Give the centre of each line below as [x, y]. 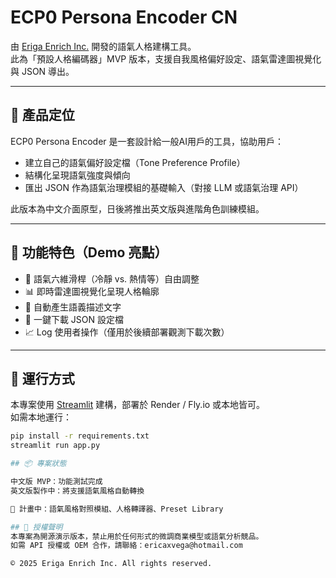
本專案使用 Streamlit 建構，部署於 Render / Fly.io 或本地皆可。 [138, 405]
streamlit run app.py [55, 446]
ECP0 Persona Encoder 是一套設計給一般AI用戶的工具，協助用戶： [147, 141]
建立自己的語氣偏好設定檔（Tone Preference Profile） [135, 162]
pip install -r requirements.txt [80, 436]
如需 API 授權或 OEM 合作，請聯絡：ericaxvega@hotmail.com [126, 546]
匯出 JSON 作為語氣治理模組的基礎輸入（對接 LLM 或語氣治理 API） [164, 187]
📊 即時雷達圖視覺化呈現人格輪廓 [92, 291]
